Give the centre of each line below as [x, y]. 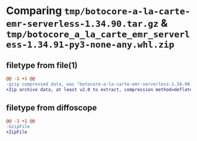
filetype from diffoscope [52, 108]
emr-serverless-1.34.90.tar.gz [82, 24]
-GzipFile [18, 127]
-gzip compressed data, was [40, 84]
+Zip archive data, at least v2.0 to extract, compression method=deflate [99, 90]
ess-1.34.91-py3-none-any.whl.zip [90, 45]
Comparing [34, 11]
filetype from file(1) [42, 65]
